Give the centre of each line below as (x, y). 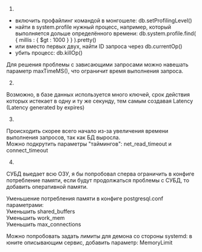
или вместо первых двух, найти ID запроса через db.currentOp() (99, 46)
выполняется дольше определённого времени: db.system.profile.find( (105, 33)
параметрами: (25, 205)
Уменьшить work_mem (35, 218)
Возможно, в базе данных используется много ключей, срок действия (98, 94)
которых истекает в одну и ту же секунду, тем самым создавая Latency (99, 101)
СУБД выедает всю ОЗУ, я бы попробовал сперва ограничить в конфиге (100, 174)
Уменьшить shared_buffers (41, 211)
